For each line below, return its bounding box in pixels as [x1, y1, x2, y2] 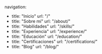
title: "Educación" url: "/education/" [11, 33, 83, 39]
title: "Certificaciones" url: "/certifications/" [11, 39, 98, 44]
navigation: [4, 4, 27, 10]
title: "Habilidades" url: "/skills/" [11, 23, 75, 29]
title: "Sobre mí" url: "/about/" [11, 19, 71, 24]
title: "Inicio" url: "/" [11, 13, 51, 19]
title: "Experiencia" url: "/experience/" [11, 29, 87, 34]
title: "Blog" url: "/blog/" [11, 44, 59, 49]
